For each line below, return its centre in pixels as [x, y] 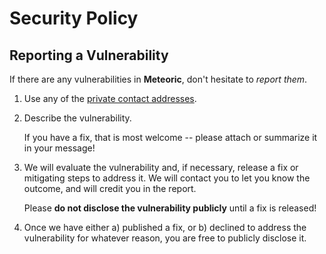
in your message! [59, 148]
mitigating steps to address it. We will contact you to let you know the [167, 178]
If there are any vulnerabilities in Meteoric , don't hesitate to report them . [158, 79]
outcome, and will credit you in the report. [110, 188]
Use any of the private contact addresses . [110, 98]
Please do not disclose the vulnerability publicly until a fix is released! [170, 208]
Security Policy [74, 18]
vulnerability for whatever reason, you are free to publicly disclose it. [165, 238]
